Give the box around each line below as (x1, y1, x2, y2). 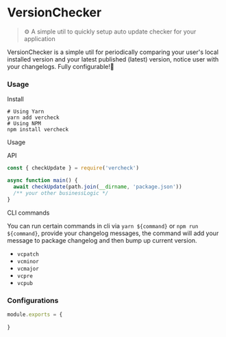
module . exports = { (7, 311, 63, 318)
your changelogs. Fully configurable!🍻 (7, 62, 114, 70)
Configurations (7, 295, 59, 305)
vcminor (16, 258, 39, 265)
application (23, 34, 56, 42)
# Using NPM (7, 120, 41, 127)
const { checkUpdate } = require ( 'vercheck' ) (7, 165, 139, 172)
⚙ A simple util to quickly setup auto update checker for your (23, 27, 197, 36)
